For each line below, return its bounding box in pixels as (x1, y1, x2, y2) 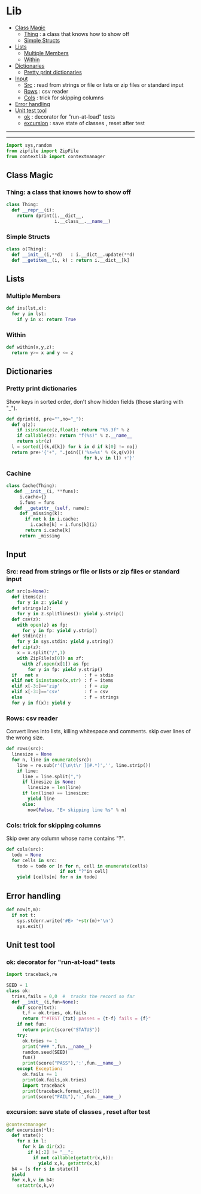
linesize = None (11, 751, 52, 757)
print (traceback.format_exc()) (22, 1088, 100, 1094)
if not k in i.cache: (25, 516, 79, 522)
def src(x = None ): (6, 588, 50, 594)
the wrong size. (6, 734, 45, 741)
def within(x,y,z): (6, 344, 55, 350)
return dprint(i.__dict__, (17, 213, 84, 219)
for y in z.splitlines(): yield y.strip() (17, 610, 124, 616)
